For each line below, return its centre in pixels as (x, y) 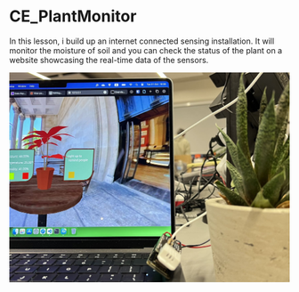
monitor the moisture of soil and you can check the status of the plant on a (146, 50)
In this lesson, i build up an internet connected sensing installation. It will (142, 41)
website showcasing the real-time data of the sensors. (109, 60)
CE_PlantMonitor (73, 16)
